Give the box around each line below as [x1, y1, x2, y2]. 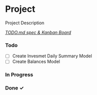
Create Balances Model [12, 58, 60, 65]
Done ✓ [5, 85, 24, 92]
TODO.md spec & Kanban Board [5, 29, 71, 35]
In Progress [5, 71, 34, 78]
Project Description [5, 20, 45, 26]
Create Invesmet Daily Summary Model [12, 53, 93, 59]
